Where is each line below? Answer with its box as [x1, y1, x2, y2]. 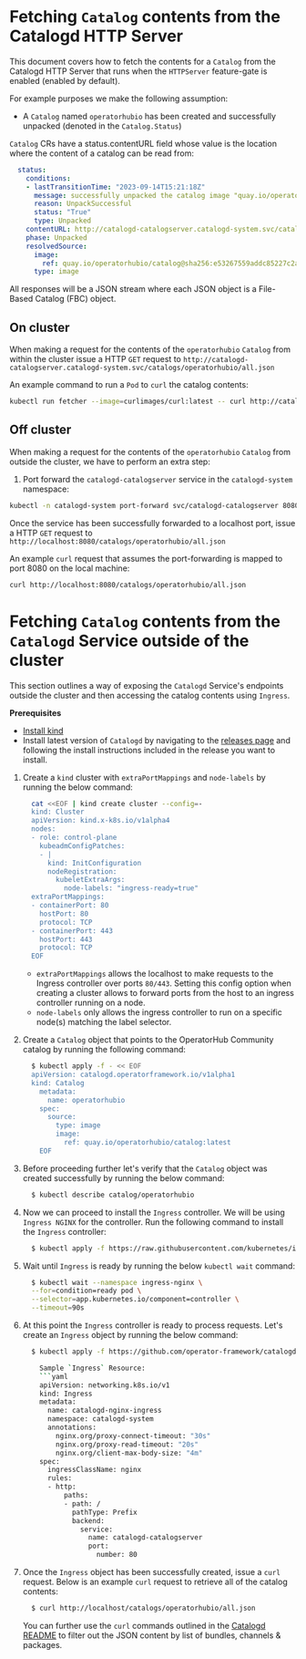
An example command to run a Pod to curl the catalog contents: [9, 379, 249, 390]
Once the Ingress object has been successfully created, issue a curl [22, 1567, 280, 1577]
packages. [22, 1639, 63, 1650]
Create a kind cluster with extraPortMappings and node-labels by [22, 772, 266, 783]
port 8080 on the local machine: [9, 563, 130, 574]
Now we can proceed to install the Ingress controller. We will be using [22, 1207, 285, 1218]
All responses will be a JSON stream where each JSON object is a [9, 284, 257, 295]
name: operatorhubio [46, 1095, 126, 1104]
